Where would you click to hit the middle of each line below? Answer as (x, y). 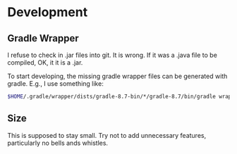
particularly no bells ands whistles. (57, 143)
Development (48, 12)
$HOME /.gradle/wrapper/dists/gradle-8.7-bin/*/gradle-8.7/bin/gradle (112, 96)
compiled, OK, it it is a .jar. (45, 63)
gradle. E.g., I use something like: (55, 84)
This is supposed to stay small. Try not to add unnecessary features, (107, 135)
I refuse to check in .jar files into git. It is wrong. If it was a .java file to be (112, 55)
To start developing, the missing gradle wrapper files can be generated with (117, 76)
